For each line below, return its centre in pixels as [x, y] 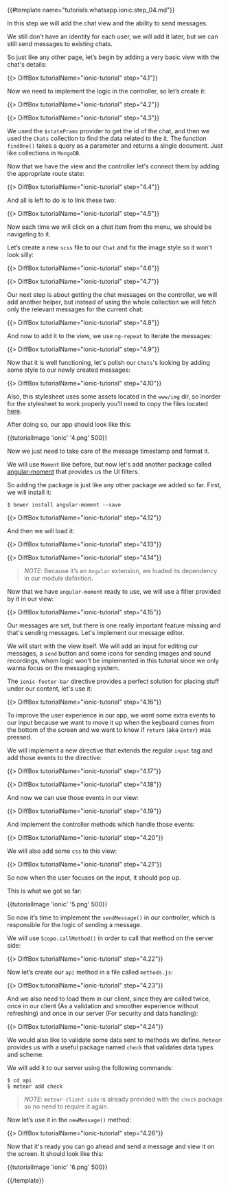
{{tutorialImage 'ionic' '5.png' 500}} [57, 904]
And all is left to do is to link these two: [62, 200]
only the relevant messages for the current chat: [75, 309]
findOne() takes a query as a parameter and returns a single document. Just [115, 146]
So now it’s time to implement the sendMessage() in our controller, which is [111, 917]
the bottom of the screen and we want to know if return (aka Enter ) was [109, 730]
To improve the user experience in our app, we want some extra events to [111, 715]
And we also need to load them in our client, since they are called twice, [109, 999]
